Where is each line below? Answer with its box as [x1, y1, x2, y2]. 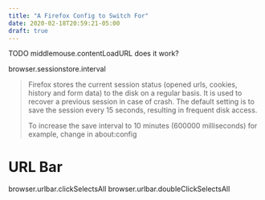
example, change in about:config [27, 129, 137, 139]
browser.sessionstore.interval [8, 64, 106, 74]
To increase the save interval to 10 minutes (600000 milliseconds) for [27, 121, 258, 131]
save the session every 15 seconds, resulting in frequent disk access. [27, 105, 258, 115]
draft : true [8, 27, 48, 35]
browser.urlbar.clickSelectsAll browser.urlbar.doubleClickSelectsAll [8, 184, 230, 194]
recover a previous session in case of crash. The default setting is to [27, 97, 255, 107]
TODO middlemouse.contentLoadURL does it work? [8, 49, 179, 59]
